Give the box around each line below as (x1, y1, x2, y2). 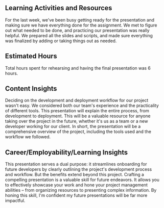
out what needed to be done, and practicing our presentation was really (5, 27, 150, 33)
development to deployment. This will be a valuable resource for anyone (5, 113, 151, 119)
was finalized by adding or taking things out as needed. (5, 38, 117, 44)
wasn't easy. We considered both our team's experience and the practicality (5, 103, 159, 108)
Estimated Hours (5, 52, 57, 60)
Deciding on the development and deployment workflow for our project (5, 98, 148, 104)
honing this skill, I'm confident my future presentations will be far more (5, 192, 148, 198)
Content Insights (5, 84, 57, 93)
